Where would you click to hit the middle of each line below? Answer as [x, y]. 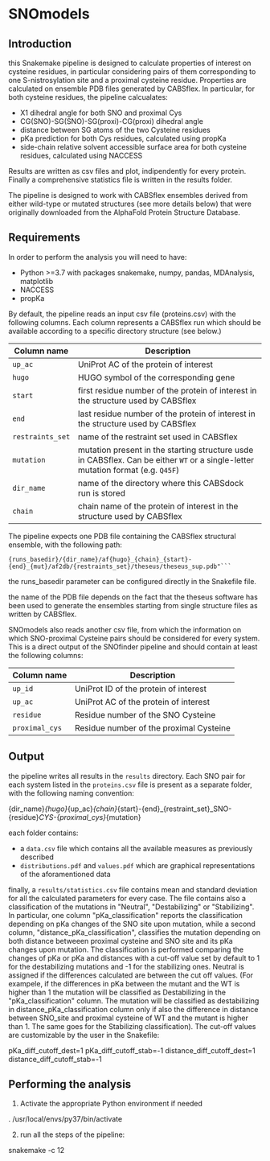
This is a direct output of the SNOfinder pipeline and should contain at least [133, 646]
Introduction [40, 44]
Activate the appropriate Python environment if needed [111, 1104]
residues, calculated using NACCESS [81, 155]
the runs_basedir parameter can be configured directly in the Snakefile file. [133, 581]
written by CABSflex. [43, 614]
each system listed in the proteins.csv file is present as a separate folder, [130, 784]
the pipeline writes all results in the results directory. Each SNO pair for [127, 776]
